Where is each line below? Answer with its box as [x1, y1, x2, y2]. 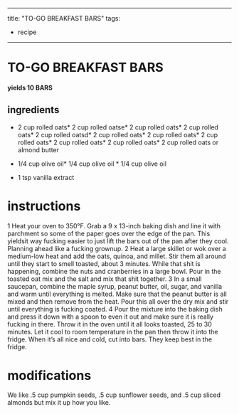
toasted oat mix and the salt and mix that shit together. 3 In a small [7, 275, 202, 283]
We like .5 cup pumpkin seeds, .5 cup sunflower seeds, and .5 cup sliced [7, 391, 221, 399]
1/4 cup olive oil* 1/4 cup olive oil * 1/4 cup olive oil [17, 159, 167, 168]
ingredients [7, 104, 60, 116]
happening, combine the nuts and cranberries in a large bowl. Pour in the [7, 267, 222, 275]
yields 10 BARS [7, 83, 53, 92]
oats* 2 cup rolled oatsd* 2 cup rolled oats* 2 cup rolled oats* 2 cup [17, 130, 218, 139]
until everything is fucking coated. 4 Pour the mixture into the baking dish [7, 304, 223, 313]
